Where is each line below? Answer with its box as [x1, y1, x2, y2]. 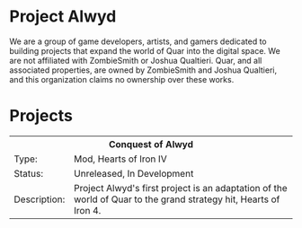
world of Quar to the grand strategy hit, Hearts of [73, 193, 280, 206]
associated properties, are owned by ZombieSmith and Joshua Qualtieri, [9, 65, 277, 75]
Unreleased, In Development [73, 167, 194, 180]
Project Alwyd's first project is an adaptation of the [73, 181, 288, 194]
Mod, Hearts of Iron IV [73, 153, 168, 165]
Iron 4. [73, 204, 102, 216]
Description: [13, 193, 66, 206]
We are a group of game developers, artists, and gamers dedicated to [9, 36, 267, 47]
